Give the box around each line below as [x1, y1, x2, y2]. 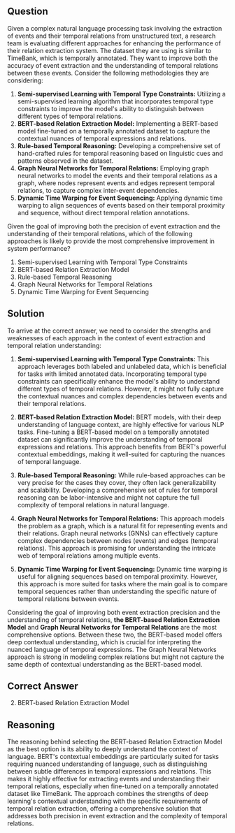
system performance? [7, 244, 71, 252]
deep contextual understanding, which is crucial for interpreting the [7, 637, 201, 646]
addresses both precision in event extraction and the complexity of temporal [7, 812, 227, 820]
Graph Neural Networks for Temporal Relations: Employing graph [17, 164, 209, 172]
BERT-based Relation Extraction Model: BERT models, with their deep [17, 412, 222, 421]
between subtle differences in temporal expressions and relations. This [7, 767, 212, 776]
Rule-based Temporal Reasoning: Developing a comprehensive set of [17, 141, 221, 150]
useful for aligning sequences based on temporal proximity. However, [17, 572, 218, 581]
